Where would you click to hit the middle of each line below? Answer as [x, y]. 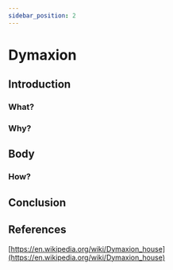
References [37, 230]
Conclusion [37, 203]
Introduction [40, 84]
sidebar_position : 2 [42, 16]
